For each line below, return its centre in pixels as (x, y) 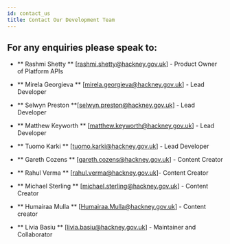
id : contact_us (29, 13)
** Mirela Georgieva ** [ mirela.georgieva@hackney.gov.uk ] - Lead (111, 85)
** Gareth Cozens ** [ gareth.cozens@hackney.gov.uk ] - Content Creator (120, 160)
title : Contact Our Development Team (61, 20)
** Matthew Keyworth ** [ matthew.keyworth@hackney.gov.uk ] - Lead (116, 126)
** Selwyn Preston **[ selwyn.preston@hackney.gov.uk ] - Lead (106, 105)
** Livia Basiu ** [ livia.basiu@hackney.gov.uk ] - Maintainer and (106, 228)
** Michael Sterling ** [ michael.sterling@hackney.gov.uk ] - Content (113, 186)
